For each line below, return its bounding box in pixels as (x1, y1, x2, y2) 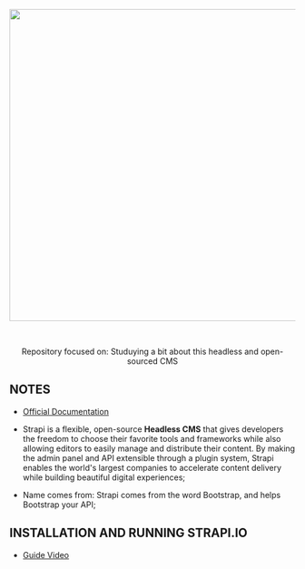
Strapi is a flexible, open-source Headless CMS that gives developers (22, 423, 284, 435)
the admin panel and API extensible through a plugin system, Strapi (22, 452, 274, 463)
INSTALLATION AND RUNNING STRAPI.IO (9, 525, 248, 541)
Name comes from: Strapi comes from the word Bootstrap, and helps (22, 489, 281, 500)
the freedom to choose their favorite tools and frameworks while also (22, 433, 281, 444)
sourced (126, 356, 159, 367)
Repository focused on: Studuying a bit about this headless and (21, 346, 259, 357)
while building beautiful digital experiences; (22, 472, 186, 483)
